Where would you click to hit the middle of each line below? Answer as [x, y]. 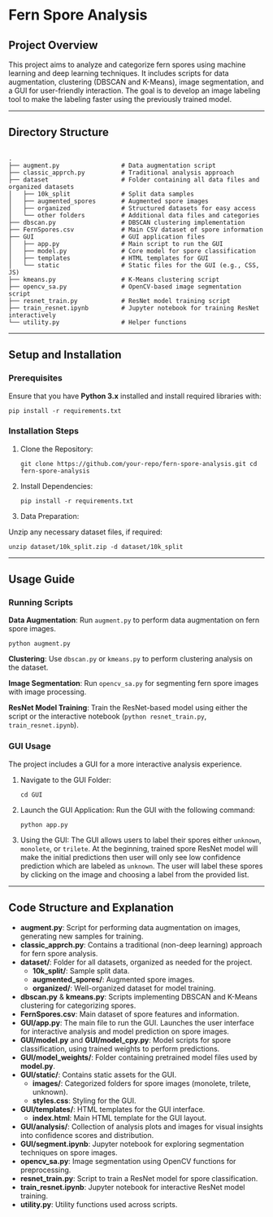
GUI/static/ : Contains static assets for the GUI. [98, 1074]
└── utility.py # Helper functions [97, 322]
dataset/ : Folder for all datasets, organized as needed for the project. [136, 962]
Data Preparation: [50, 516]
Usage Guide [42, 580]
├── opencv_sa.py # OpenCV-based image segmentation [125, 287]
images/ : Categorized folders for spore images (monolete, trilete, [141, 1083]
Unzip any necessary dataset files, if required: [85, 532]
